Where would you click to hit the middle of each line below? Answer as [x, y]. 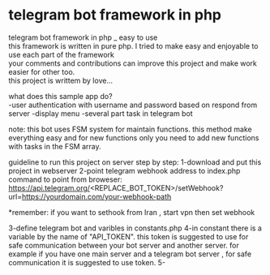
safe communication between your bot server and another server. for [124, 245]
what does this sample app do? [60, 96]
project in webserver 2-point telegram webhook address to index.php [124, 170]
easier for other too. [42, 71]
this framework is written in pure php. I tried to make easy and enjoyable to [133, 45]
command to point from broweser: [66, 179]
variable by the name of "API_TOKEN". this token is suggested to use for [129, 236]
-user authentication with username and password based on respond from [133, 105]
